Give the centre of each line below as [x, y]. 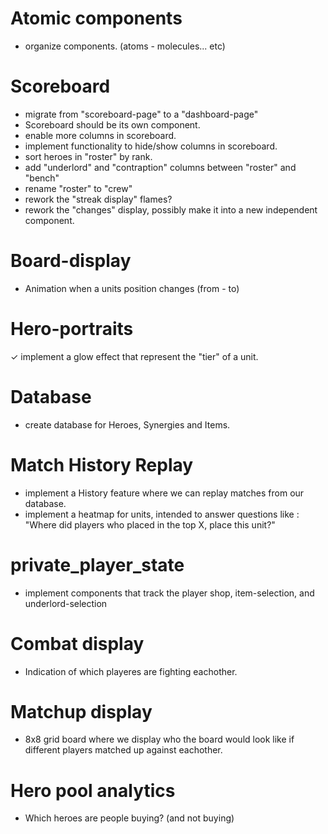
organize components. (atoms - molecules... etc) [125, 46]
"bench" [42, 178]
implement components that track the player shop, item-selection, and [169, 593]
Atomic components [96, 18]
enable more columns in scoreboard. [100, 135]
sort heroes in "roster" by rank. [88, 156]
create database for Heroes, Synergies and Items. [127, 424]
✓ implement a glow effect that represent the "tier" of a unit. [134, 356]
